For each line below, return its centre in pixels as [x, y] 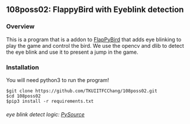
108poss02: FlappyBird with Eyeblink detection [95, 10]
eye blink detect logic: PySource [45, 114]
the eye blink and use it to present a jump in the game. [72, 52]
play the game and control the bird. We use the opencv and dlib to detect [95, 45]
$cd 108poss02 [24, 96]
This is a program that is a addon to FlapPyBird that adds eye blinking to [94, 39]
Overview [20, 27]
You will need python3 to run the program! [58, 80]
